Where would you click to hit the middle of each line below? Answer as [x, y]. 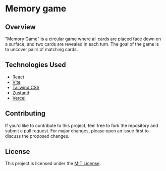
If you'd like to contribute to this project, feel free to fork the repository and [82, 125]
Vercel [19, 98]
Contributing [25, 114]
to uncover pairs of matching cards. [42, 49]
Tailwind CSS [26, 87]
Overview [21, 27]
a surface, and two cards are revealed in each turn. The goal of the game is [82, 44]
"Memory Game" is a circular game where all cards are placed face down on [83, 39]
